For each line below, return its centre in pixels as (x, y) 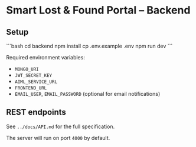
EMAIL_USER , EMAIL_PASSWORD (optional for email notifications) (87, 94)
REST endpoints (36, 112)
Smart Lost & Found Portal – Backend (98, 10)
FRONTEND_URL (31, 88)
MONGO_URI (27, 69)
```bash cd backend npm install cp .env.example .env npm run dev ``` (89, 46)
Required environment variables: (46, 57)
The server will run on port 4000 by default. (58, 138)
